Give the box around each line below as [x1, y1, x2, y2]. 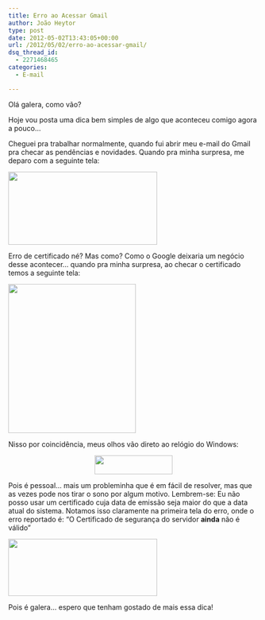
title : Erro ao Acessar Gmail [8, 11, 109, 20]
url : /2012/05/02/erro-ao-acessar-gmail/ [8, 41, 148, 49]
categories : [8, 64, 48, 72]
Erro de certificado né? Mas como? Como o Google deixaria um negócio [8, 251, 244, 261]
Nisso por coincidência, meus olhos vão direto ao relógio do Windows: [8, 439, 240, 449]
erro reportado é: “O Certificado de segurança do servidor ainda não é [8, 514, 240, 524]
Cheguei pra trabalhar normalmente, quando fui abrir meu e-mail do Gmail [8, 138, 252, 148]
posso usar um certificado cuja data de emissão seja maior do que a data [8, 498, 248, 507]
